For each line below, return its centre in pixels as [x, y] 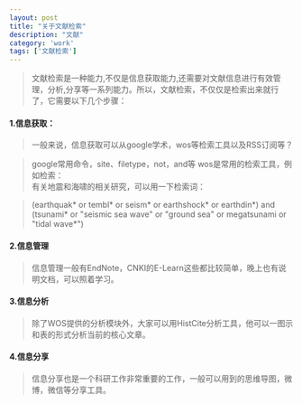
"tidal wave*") [57, 224]
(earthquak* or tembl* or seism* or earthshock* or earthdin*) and [153, 205]
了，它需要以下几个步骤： [79, 101]
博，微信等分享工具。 [71, 390]
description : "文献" [46, 34]
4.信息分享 [29, 357]
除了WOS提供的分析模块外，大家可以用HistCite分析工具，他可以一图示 [162, 323]
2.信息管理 [29, 246]
